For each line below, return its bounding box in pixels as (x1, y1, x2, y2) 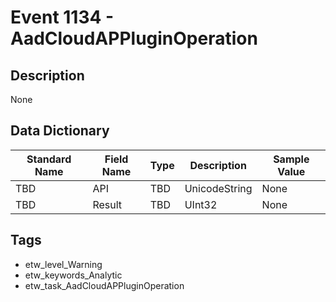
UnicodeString (184, 181, 253, 195)
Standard (26, 152, 72, 166)
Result (92, 197, 123, 211)
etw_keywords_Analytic (24, 269, 123, 281)
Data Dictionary (10, 122, 110, 140)
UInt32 (184, 197, 218, 211)
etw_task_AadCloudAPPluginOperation (24, 279, 185, 291)
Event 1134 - (10, 6, 115, 29)
